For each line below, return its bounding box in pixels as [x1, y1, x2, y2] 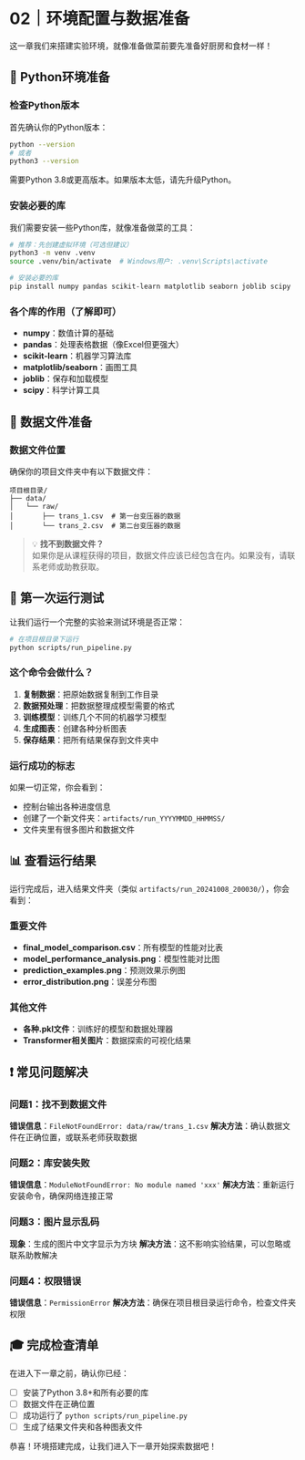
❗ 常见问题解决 [9, 1064, 88, 1080]
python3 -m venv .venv [9, 248, 96, 258]
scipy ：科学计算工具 [22, 385, 100, 396]
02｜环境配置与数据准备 [9, 8, 190, 29]
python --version [9, 140, 76, 149]
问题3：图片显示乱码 [9, 1216, 100, 1228]
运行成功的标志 [9, 759, 76, 771]
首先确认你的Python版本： [9, 121, 108, 132]
